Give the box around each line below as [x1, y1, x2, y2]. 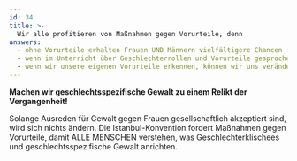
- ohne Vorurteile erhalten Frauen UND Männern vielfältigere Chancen [17, 46, 283, 55]
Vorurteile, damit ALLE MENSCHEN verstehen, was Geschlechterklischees [9, 132, 280, 142]
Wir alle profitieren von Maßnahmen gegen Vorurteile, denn [17, 29, 243, 38]
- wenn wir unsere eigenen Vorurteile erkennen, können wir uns [17, 63, 259, 72]
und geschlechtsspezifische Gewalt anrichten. [9, 141, 179, 151]
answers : [9, 37, 42, 47]
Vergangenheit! [9, 96, 68, 106]
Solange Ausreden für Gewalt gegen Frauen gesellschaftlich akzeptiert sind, [9, 112, 287, 124]
